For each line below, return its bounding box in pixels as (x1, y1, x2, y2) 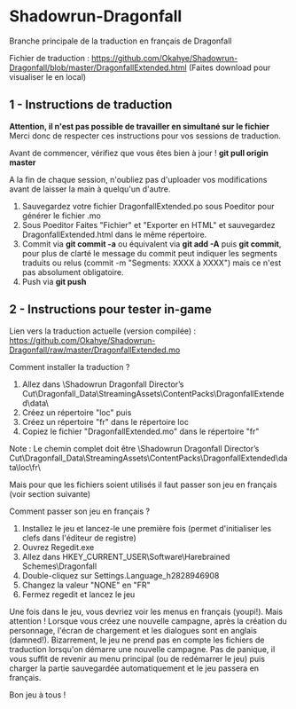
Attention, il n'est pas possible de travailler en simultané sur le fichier (9, 121, 270, 131)
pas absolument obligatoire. (21, 266, 124, 277)
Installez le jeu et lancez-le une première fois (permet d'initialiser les (21, 523, 272, 533)
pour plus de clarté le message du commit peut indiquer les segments (21, 248, 277, 258)
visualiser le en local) (9, 71, 87, 82)
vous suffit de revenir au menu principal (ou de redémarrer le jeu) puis (9, 653, 266, 664)
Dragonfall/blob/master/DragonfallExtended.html (9, 62, 188, 73)
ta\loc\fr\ (9, 461, 42, 472)
